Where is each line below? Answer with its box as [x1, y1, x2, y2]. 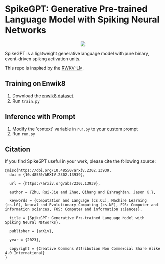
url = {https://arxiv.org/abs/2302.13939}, [9, 181, 100, 186]
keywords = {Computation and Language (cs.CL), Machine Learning [9, 198, 147, 203]
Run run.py [12, 131, 36, 137]
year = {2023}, [9, 237, 41, 243]
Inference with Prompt [5, 113, 76, 121]
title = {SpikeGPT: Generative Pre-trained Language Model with [9, 216, 145, 221]
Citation [5, 145, 31, 153]
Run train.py [12, 98, 40, 104]
